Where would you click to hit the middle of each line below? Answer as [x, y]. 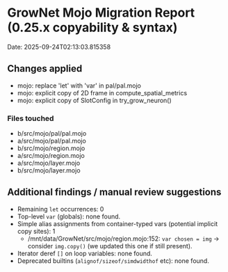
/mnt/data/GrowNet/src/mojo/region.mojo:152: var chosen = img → [123, 239]
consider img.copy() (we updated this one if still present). [110, 246]
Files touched [31, 118]
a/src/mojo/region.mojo [51, 156]
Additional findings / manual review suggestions [114, 192]
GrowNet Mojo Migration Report [101, 13]
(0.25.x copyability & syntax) [92, 27]
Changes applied [45, 69]
